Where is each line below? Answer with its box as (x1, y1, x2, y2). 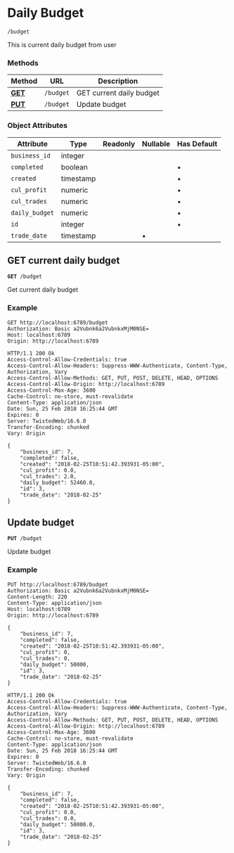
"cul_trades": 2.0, (20, 473, 77, 480)
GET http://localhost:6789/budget (7, 319, 109, 326)
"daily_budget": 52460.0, (20, 479, 96, 486)
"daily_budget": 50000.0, (20, 821, 96, 828)
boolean (60, 162, 88, 172)
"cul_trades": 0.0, (20, 814, 77, 822)
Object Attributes (7, 121, 68, 131)
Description (98, 76, 138, 86)
